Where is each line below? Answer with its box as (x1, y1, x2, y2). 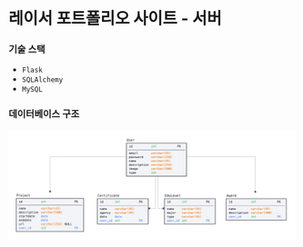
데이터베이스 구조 (8, 108, 80, 121)
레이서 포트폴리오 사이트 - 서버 (8, 8, 222, 29)
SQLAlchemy (21, 75, 64, 84)
